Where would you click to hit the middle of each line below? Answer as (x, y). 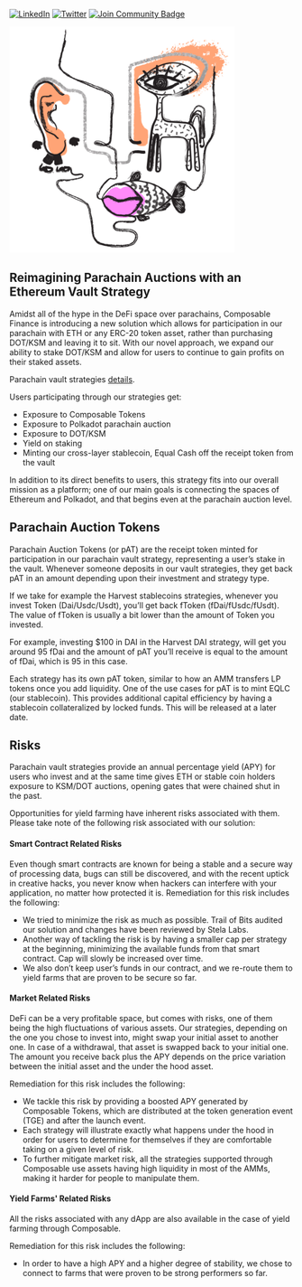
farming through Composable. (65, 1228)
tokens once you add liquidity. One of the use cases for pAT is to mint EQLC (150, 688)
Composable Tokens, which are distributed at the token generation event (157, 1111)
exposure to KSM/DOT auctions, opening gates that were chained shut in (145, 786)
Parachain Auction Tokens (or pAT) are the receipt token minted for (134, 549)
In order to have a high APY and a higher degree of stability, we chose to (157, 1264)
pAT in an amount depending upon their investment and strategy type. (140, 578)
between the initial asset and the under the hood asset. (111, 1066)
